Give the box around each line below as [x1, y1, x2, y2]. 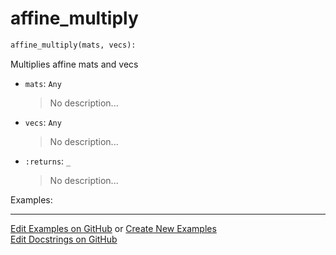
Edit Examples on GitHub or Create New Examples [10, 222, 217, 234]
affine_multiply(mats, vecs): [10, 40, 137, 50]
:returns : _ [24, 155, 72, 167]
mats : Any [24, 77, 62, 89]
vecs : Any [24, 116, 62, 128]
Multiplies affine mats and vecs [10, 58, 139, 70]
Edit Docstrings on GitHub [10, 233, 118, 245]
